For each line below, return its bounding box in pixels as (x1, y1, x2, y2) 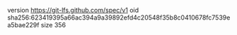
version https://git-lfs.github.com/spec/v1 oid (7, 6, 139, 14)
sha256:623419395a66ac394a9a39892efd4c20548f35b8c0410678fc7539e (7, 13, 231, 22)
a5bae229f (7, 21, 40, 29)
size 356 (40, 21, 66, 29)
